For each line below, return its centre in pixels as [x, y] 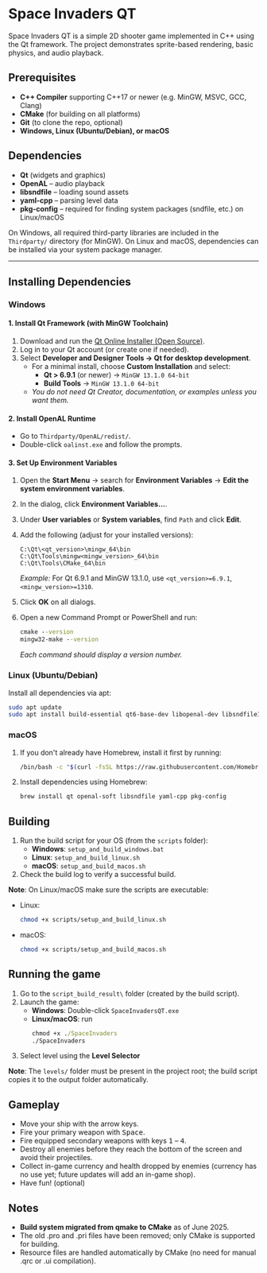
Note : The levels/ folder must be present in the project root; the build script [133, 1071]
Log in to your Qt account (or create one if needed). [104, 350]
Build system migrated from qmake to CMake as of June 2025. [124, 1227]
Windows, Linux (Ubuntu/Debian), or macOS [94, 130]
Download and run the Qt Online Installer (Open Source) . [112, 341]
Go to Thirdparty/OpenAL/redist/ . [75, 436]
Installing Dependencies [70, 282]
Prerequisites [42, 78]
